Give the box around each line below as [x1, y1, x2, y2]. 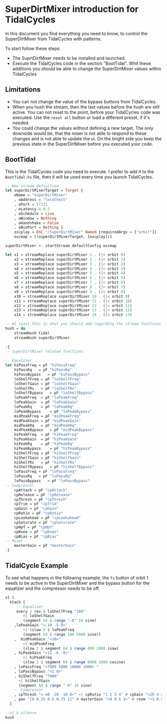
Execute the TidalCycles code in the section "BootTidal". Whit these [12, 60, 151, 66]
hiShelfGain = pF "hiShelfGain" [14, 455, 81, 460]
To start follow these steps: [5, 45, 61, 51]
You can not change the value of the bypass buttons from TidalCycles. [12, 99, 157, 104]
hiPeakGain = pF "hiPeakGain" [14, 437, 79, 442]
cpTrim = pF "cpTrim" [14, 502, 59, 507]
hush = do [5, 326, 26, 331]
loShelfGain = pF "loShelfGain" [14, 381, 81, 386]
